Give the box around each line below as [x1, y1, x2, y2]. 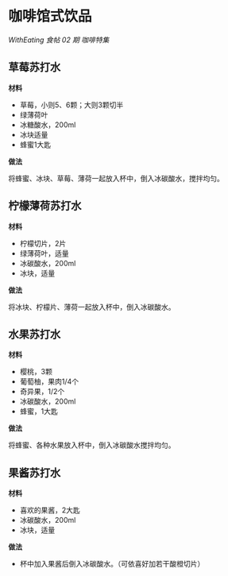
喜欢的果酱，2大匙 [19, 505, 81, 515]
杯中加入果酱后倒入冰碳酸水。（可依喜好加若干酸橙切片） [19, 559, 205, 569]
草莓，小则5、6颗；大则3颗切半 [19, 100, 124, 110]
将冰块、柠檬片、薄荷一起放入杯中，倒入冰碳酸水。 [8, 302, 176, 311]
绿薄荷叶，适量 [19, 248, 69, 258]
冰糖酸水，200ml [19, 120, 76, 130]
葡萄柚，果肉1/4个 [19, 377, 79, 386]
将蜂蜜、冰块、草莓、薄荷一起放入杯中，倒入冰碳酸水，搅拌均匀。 [8, 173, 224, 183]
